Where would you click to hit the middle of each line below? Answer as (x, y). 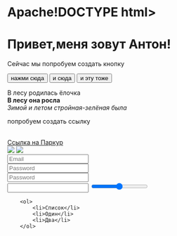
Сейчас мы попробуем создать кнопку (66, 64)
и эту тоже (94, 78)
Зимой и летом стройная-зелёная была (67, 108)
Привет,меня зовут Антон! (89, 45)
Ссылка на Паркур (35, 143)
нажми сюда (27, 78)
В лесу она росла (34, 100)
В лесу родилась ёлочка (44, 93)
